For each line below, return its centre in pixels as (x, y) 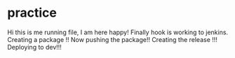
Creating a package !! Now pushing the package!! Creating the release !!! (112, 39)
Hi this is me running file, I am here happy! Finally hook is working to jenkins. (118, 32)
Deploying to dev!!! (34, 47)
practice (32, 13)
